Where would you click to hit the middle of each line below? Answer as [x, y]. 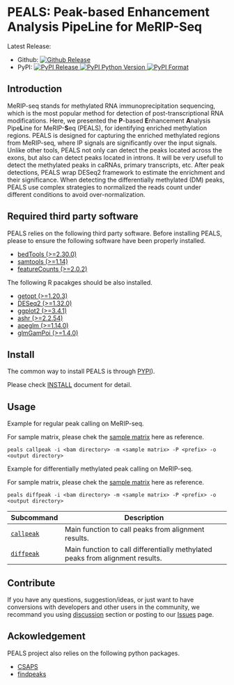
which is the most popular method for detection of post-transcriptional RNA [116, 113]
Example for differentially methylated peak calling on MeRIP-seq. [100, 469]
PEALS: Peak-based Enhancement [109, 12]
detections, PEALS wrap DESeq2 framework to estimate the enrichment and [116, 172]
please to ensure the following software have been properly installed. [107, 240]
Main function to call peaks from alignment [135, 530]
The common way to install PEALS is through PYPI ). [81, 371]
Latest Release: [29, 46]
